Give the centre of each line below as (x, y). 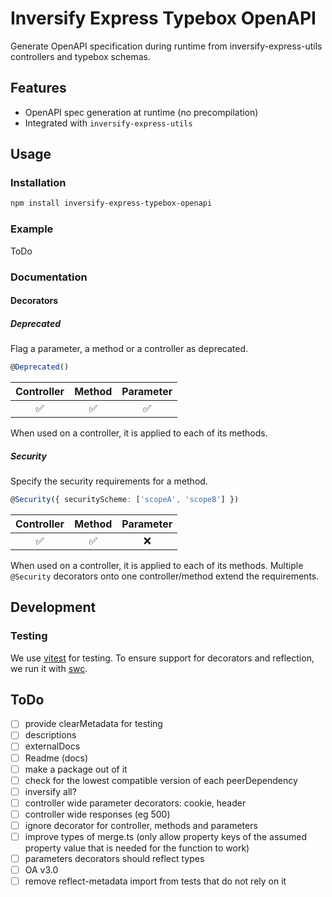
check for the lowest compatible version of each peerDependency (161, 780)
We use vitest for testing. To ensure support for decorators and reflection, (162, 658)
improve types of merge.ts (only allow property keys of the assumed (165, 836)
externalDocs (52, 746)
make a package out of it (76, 769)
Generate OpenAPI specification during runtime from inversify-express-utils (166, 46)
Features (38, 88)
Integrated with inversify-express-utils (108, 123)
